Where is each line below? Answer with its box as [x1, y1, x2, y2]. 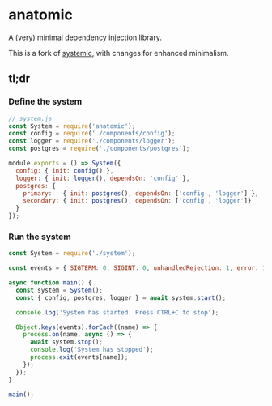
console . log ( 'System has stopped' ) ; [29, 346, 154, 354]
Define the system [8, 96, 83, 107]
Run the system [8, 231, 71, 242]
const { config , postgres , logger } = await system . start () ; [15, 293, 227, 301]
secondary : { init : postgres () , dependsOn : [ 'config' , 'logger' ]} [23, 197, 252, 205]
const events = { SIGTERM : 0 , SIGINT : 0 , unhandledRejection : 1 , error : [8, 264, 259, 272]
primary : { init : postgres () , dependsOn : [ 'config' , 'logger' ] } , [23, 189, 259, 198]
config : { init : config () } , [15, 166, 114, 175]
